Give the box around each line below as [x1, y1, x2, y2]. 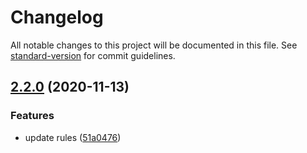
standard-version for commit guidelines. [10, 49, 176, 61]
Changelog [10, 6, 104, 29]
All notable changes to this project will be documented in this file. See [10, 39, 298, 51]
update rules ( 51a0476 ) [24, 131, 122, 143]
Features [10, 109, 55, 123]
